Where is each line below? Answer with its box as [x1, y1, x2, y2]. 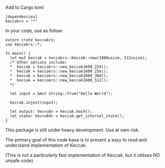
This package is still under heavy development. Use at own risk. [5, 127, 139, 133]
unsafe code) [5, 158, 33, 163]
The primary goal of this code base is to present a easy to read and [5, 137, 147, 142]
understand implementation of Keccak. [5, 142, 87, 148]
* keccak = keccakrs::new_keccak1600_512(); [10, 78, 109, 83]
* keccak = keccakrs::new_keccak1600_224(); [10, 64, 109, 69]
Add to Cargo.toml [5, 5, 44, 10]
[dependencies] [5, 14, 38, 19]
